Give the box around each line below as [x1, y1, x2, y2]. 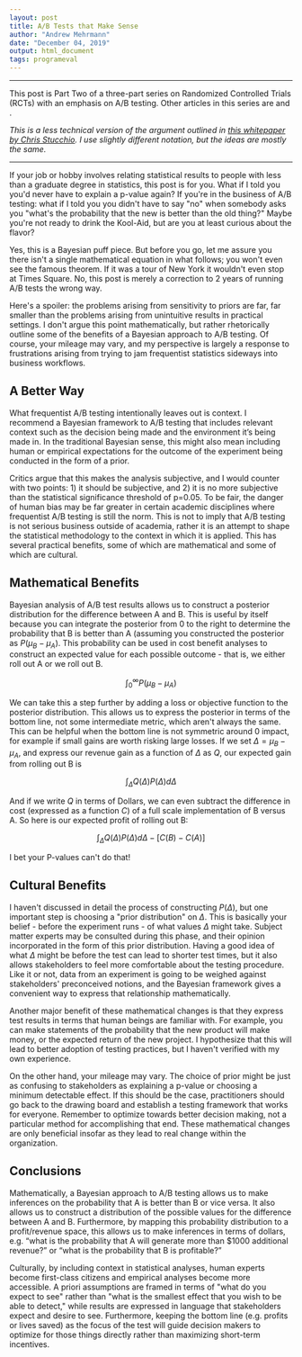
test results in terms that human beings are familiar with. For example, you [9, 1014, 283, 1026]
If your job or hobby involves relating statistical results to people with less [9, 170, 281, 180]
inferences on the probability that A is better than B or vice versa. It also [9, 1197, 276, 1208]
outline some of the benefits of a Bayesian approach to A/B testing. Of [9, 329, 270, 339]
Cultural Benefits [9, 878, 106, 894]
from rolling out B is [9, 759, 83, 769]
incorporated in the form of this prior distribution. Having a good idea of [9, 939, 275, 950]
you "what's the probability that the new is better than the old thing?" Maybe [9, 208, 292, 219]
